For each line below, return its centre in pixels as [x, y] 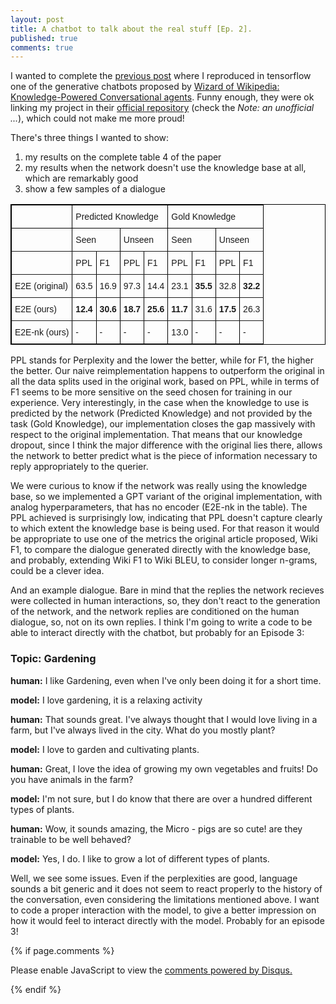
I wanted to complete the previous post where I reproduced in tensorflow [161, 76]
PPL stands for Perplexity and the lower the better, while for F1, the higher [162, 360]
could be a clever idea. [57, 571]
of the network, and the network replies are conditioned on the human [155, 612]
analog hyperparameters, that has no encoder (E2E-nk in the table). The [159, 507]
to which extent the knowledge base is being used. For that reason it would [165, 528]
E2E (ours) [35, 309]
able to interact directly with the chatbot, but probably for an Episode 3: [157, 633]
